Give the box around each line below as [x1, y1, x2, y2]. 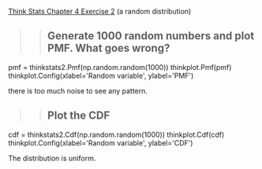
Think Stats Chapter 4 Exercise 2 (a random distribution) [8, 7, 192, 16]
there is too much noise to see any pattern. [8, 86, 148, 95]
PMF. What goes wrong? [47, 42, 170, 55]
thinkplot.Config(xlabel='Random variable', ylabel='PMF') [8, 71, 194, 80]
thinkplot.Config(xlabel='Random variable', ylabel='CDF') [8, 138, 193, 148]
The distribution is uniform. [8, 153, 96, 163]
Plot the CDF [47, 109, 110, 123]
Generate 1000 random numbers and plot [47, 29, 255, 42]
